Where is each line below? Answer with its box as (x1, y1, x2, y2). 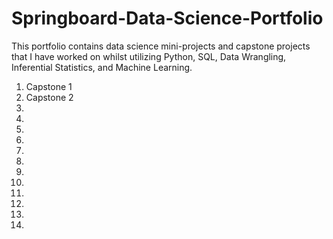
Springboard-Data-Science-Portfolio (11, 7, 324, 30)
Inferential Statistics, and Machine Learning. (11, 61, 193, 73)
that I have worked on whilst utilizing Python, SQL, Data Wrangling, (11, 50, 287, 62)
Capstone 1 (25, 80, 73, 92)
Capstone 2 (25, 91, 74, 103)
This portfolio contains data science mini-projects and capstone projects (11, 40, 311, 52)
